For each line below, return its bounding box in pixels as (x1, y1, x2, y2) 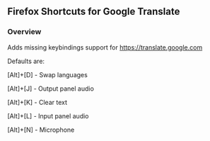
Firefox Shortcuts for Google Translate (7, 6, 180, 18)
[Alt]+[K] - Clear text (7, 98, 68, 106)
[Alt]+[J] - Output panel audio (7, 84, 94, 93)
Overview (7, 27, 42, 37)
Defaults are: (7, 57, 45, 65)
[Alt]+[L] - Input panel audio (7, 111, 89, 120)
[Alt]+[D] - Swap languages (7, 70, 88, 79)
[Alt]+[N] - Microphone (7, 125, 75, 134)
